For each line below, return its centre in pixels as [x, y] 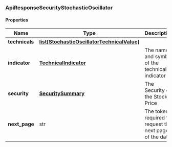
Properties [17, 20]
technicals [21, 42]
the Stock [156, 97]
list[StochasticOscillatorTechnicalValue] [89, 42]
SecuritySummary [62, 93]
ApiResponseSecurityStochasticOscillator [59, 8]
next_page [21, 124]
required [155, 118]
